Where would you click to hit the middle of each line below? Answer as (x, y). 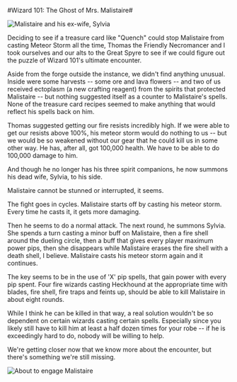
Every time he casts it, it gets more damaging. (74, 212)
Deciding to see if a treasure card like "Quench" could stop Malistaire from (116, 38)
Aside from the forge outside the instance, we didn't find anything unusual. (116, 74)
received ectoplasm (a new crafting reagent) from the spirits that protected (117, 89)
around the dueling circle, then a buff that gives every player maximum (110, 241)
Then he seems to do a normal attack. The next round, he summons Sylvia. (117, 225)
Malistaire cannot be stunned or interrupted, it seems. (86, 190)
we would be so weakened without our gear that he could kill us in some (112, 140)
